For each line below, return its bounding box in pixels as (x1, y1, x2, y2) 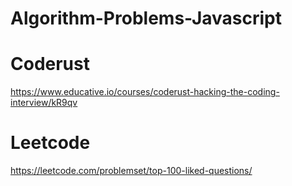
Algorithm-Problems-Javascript (10, 7, 282, 30)
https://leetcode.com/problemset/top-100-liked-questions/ (10, 165, 253, 177)
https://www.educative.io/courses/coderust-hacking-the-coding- (10, 86, 280, 98)
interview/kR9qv (10, 97, 78, 109)
